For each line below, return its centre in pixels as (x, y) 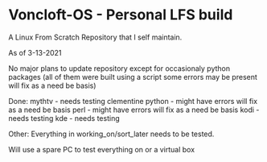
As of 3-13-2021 (35, 52)
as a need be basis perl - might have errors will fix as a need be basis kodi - (134, 110)
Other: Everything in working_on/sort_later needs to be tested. (111, 134)
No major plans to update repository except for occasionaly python (119, 68)
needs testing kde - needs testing (64, 118)
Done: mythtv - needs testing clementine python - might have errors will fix (133, 101)
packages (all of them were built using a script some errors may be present (133, 77)
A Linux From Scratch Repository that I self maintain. (95, 37)
